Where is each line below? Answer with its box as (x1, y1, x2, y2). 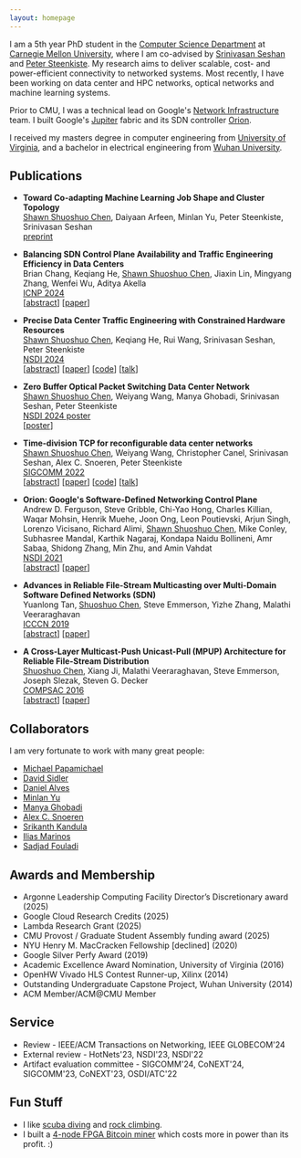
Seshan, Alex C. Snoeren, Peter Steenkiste (22, 458, 182, 468)
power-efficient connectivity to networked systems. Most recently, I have (9, 68, 285, 79)
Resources (22, 325, 66, 336)
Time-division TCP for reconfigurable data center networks (22, 437, 254, 448)
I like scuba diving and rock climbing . (22, 1119, 162, 1130)
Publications (9, 168, 83, 184)
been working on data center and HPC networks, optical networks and (9, 77, 275, 88)
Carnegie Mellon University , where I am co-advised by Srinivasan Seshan (9, 47, 285, 59)
